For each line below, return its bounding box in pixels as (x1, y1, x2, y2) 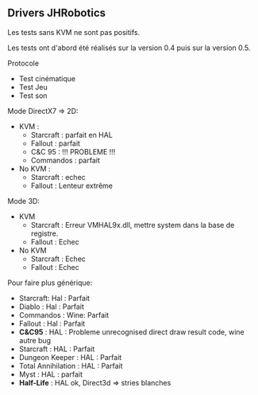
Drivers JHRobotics (7, 6, 106, 20)
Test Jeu (18, 82, 48, 92)
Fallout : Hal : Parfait (18, 319, 86, 328)
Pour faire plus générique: (7, 278, 93, 287)
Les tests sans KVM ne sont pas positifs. (7, 27, 141, 37)
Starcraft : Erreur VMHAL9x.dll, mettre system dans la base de (30, 220, 235, 229)
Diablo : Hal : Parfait (18, 302, 85, 311)
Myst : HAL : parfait (18, 370, 83, 379)
